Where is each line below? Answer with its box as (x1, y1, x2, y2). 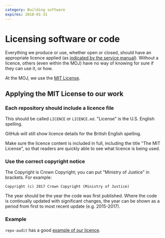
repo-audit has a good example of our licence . (5, 227, 101, 233)
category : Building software (5, 7, 65, 12)
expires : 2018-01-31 (5, 12, 48, 17)
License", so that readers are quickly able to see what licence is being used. (5, 146, 160, 152)
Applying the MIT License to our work (5, 89, 124, 98)
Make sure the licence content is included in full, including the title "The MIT (5, 140, 161, 147)
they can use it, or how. (5, 66, 53, 72)
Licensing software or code (5, 33, 120, 45)
